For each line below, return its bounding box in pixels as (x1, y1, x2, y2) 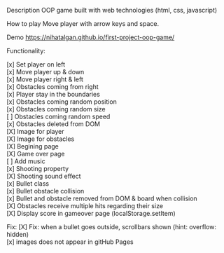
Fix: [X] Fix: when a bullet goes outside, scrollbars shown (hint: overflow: (6, 223, 216, 231)
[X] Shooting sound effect (6, 172, 81, 180)
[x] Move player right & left (6, 75, 83, 83)
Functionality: (6, 47, 46, 55)
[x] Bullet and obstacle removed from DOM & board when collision (6, 194, 197, 203)
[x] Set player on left (6, 60, 66, 69)
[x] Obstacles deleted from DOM (6, 120, 101, 128)
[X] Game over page (6, 150, 65, 158)
